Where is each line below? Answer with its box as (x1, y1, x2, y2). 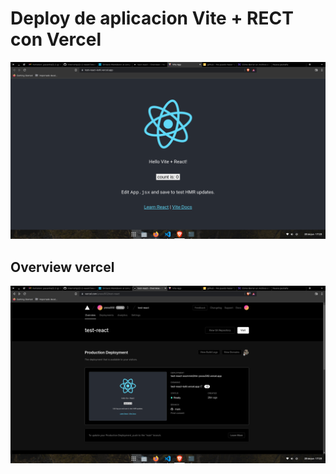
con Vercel (10, 28, 102, 51)
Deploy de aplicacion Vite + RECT (10, 7, 294, 30)
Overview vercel (10, 258, 115, 276)
